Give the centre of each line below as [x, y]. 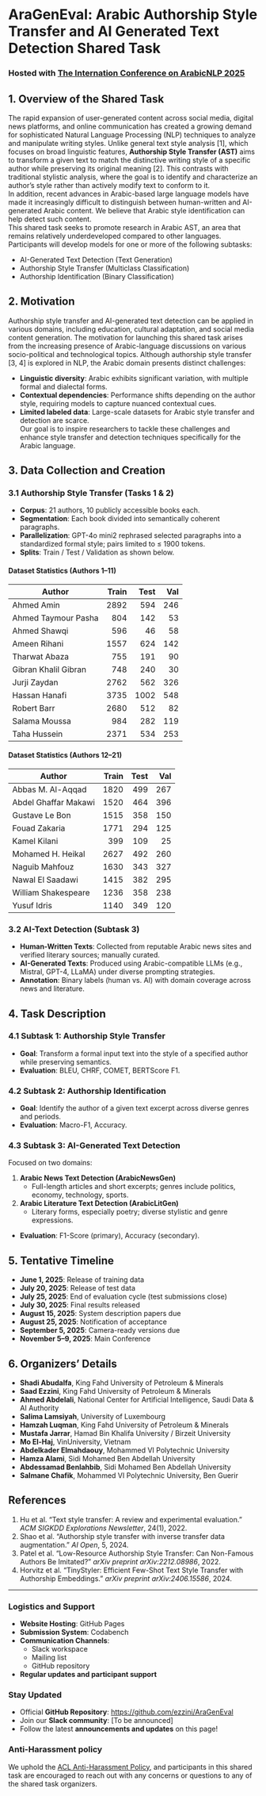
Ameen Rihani [38, 643]
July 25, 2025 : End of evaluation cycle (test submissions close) [123, 1297]
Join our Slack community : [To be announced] [97, 1721]
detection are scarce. [54, 420]
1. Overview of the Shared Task [86, 99]
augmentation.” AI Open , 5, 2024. [74, 1545]
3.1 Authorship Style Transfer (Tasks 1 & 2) [91, 493]
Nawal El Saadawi [46, 880]
